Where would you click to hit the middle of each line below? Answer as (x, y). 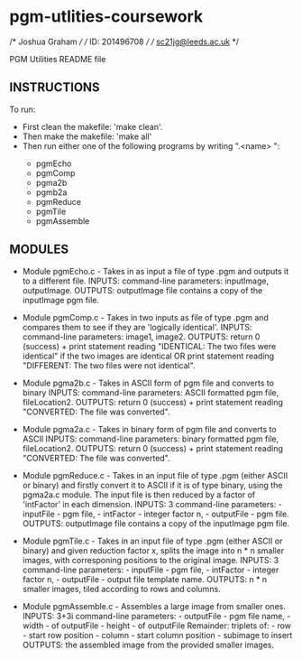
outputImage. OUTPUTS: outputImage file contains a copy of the (142, 290)
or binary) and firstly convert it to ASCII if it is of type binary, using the (152, 485)
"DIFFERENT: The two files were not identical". (109, 365)
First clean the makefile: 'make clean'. (92, 126)
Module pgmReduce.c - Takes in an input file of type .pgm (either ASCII (155, 475)
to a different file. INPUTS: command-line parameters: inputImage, (145, 281)
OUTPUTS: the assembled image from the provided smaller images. (148, 645)
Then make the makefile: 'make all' (87, 136)
